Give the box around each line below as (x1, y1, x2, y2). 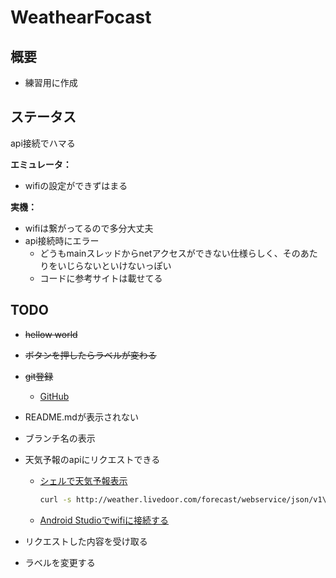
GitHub (39, 390, 70, 402)
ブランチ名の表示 (24, 432, 96, 444)
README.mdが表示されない (24, 411, 139, 423)
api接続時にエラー (24, 234, 100, 246)
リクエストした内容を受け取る (24, 535, 148, 547)
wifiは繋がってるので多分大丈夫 (24, 222, 154, 234)
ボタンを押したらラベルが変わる (24, 349, 157, 361)
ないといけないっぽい (83, 259, 172, 271)
